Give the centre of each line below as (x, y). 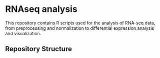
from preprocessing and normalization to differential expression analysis (80, 28)
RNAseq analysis (41, 9)
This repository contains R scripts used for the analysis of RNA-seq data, (80, 23)
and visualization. (23, 33)
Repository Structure (39, 49)
